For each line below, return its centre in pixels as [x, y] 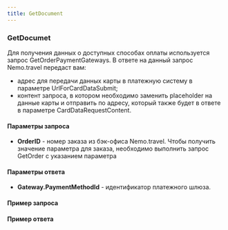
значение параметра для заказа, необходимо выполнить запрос [113, 148]
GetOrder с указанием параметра [67, 156]
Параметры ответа [36, 172]
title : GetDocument [35, 13]
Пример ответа [30, 219]
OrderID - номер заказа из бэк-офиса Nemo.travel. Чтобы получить [116, 142]
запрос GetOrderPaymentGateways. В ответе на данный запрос [100, 60]
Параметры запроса [38, 126]
